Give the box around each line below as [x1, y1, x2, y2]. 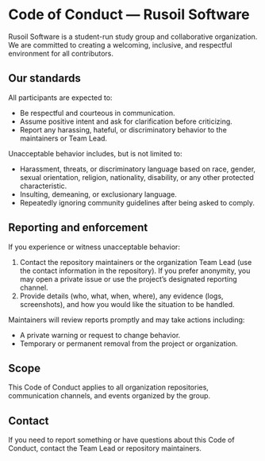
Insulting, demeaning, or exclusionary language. [19, 189, 177, 199]
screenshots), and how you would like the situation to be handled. [19, 299, 236, 309]
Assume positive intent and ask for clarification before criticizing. [19, 117, 232, 126]
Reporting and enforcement [8, 221, 148, 235]
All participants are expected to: [8, 93, 113, 102]
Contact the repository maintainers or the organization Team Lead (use [19, 257, 252, 267]
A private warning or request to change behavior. [19, 330, 181, 340]
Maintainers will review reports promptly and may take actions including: [8, 315, 245, 325]
